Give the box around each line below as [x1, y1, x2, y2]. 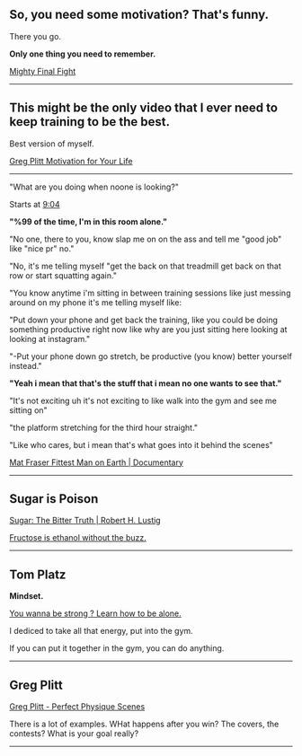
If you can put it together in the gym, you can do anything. [9, 643, 225, 654]
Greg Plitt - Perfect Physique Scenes [9, 701, 146, 712]
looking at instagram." [9, 333, 91, 344]
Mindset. [9, 591, 44, 602]
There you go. [9, 31, 61, 41]
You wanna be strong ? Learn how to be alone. [9, 608, 182, 619]
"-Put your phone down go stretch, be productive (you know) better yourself [9, 350, 292, 362]
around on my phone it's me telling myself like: [9, 296, 182, 308]
